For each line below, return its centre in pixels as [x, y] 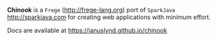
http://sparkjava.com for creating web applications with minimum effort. [109, 17]
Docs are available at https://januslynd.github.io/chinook [87, 30]
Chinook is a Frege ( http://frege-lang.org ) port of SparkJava [91, 10]
